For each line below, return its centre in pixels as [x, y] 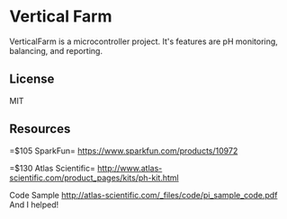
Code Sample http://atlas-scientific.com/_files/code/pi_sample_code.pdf [143, 195]
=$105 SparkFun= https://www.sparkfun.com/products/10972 [124, 151]
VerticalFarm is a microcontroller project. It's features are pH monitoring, [144, 41]
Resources [40, 129]
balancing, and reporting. [56, 50]
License [32, 79]
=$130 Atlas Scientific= [53, 168]
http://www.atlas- [130, 168]
